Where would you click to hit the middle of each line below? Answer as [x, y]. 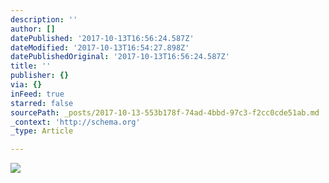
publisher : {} [40, 76]
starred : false [42, 103]
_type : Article [42, 131]
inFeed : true [37, 94]
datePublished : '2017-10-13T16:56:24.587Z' [102, 38]
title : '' [31, 66]
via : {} [26, 85]
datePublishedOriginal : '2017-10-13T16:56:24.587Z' [120, 57]
